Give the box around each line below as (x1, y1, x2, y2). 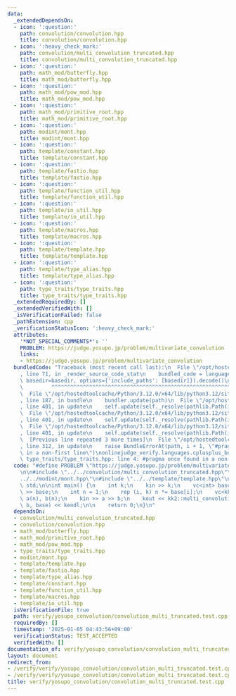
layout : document (7, 652, 58, 659)
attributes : (13, 331, 49, 338)
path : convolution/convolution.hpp (20, 30, 124, 37)
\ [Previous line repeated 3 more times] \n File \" (20, 436, 181, 443)
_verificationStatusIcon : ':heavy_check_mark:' (13, 325, 156, 332)
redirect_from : (7, 659, 52, 666)
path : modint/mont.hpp (20, 128, 86, 135)
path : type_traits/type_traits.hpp (20, 285, 124, 292)
